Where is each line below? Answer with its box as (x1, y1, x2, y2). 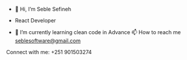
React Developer (14, 17, 56, 24)
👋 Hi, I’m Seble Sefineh (14, 6, 72, 12)
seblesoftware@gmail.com (14, 37, 81, 44)
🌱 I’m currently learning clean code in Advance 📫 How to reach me (14, 29, 181, 35)
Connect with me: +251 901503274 (6, 49, 92, 55)
